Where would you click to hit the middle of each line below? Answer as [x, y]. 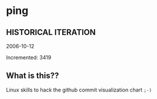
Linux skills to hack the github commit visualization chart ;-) [79, 90]
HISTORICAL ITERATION [51, 32]
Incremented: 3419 [29, 57]
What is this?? [33, 76]
